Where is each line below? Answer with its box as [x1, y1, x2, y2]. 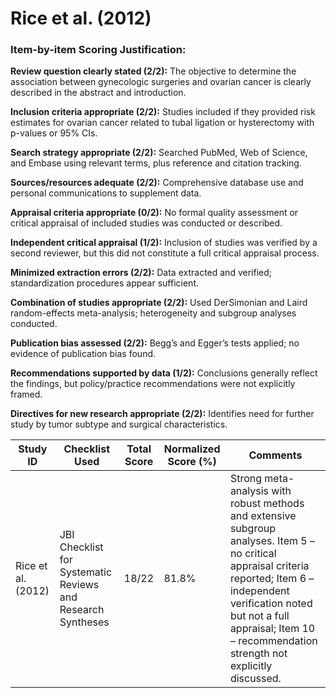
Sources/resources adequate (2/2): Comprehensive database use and [10, 177, 304, 189]
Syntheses [59, 615, 110, 629]
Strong [229, 472, 262, 486]
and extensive [229, 509, 297, 523]
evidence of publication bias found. [10, 348, 157, 360]
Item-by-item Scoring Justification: [10, 43, 187, 57]
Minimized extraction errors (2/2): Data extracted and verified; [10, 267, 272, 279]
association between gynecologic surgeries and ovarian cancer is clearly [10, 76, 312, 88]
